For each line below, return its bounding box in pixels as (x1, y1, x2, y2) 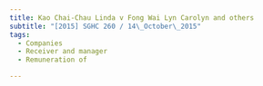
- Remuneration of (17, 55, 88, 64)
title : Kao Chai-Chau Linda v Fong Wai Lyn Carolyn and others (9, 13, 255, 23)
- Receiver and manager (17, 47, 107, 56)
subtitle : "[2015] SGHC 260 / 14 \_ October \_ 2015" (9, 22, 202, 31)
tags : (9, 30, 30, 39)
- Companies (17, 38, 64, 48)
